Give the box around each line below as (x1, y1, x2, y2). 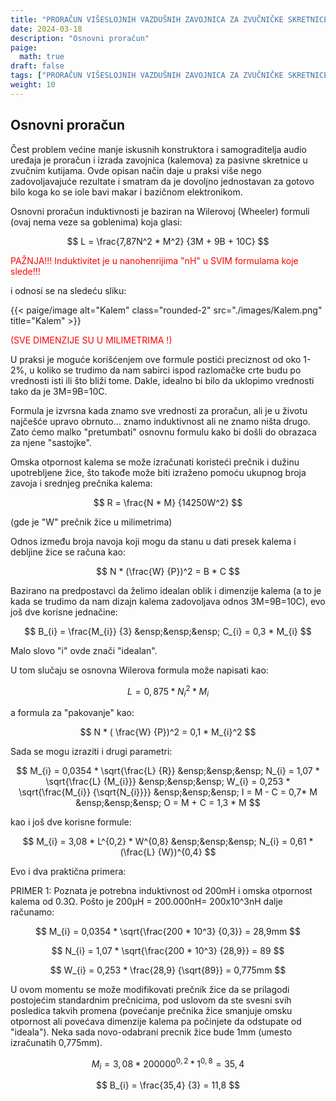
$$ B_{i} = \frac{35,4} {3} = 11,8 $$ (95, 1079, 241, 1091)
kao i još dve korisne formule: (10, 816, 132, 828)
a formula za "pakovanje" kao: (10, 707, 135, 719)
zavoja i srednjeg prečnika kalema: (10, 477, 153, 489)
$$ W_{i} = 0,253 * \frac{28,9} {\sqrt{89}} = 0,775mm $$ (49, 964, 287, 976)
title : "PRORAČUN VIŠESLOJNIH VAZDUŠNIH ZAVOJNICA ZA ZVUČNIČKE (10, 14, 284, 25)
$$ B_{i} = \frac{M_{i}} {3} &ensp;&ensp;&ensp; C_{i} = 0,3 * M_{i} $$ (24, 625, 312, 637)
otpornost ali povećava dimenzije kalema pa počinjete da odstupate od (10, 1016, 302, 1028)
